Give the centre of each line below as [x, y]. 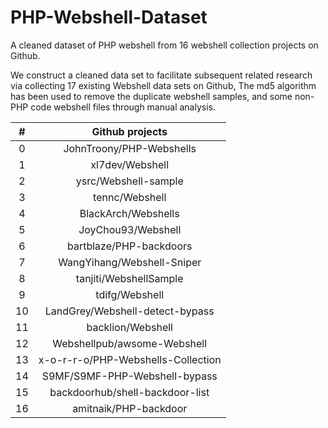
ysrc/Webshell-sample [129, 181]
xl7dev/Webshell [130, 164]
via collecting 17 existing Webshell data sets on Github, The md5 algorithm [163, 85]
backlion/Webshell [129, 327]
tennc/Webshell [130, 197]
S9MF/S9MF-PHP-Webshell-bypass [129, 376]
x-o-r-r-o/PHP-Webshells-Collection [130, 359]
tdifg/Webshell [130, 294]
